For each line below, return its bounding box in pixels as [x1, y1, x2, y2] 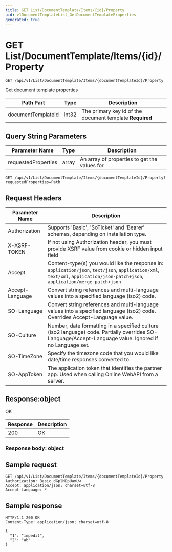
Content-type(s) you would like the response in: [48, 260, 164, 267]
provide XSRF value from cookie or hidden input [48, 245, 163, 252]
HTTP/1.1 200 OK [5, 515, 40, 520]
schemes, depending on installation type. [48, 230, 147, 237]
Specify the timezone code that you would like [48, 350, 159, 357]
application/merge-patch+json [48, 279, 121, 285]
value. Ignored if [119, 335, 159, 342]
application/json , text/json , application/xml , [48, 266, 160, 273]
